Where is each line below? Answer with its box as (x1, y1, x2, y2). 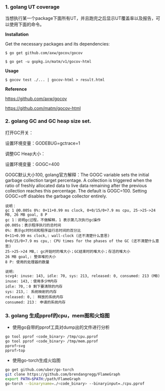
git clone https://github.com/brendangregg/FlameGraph (5, 372, 121, 377)
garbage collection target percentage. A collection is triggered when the (5, 177, 152, 183)
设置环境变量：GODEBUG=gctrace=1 (5, 140, 81, 146)
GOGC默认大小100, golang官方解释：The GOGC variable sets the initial (5, 172, 149, 178)
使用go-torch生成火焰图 (12, 357, 61, 363)
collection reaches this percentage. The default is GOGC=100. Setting (5, 188, 147, 194)
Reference (5, 86, 27, 92)
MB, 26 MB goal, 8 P (5, 212, 48, 217)
